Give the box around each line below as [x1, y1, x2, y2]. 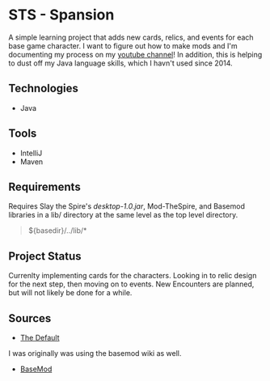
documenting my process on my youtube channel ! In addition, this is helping [8, 49, 263, 59]
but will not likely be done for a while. [8, 288, 133, 298]
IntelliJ [19, 148, 43, 158]
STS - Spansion [8, 6, 115, 24]
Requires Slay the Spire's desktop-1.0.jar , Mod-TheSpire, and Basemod [8, 201, 245, 211]
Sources [8, 311, 52, 325]
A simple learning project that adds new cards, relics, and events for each [8, 32, 254, 42]
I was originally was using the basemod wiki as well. [8, 349, 182, 358]
